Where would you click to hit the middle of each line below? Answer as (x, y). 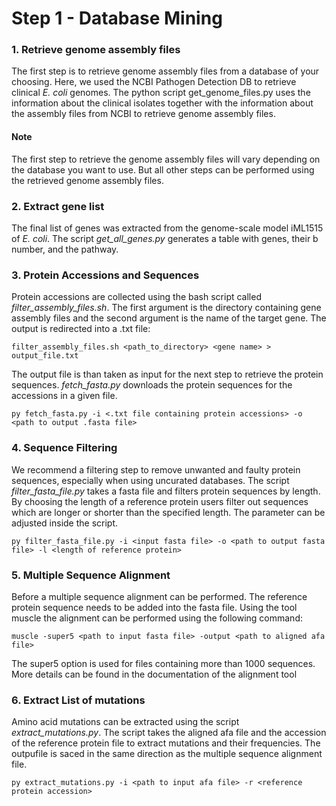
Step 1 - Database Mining (117, 18)
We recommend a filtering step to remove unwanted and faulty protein (156, 469)
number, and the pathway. (65, 249)
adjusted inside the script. (65, 523)
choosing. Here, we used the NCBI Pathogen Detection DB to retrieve (154, 82)
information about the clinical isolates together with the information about (162, 103)
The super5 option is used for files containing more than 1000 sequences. (163, 663)
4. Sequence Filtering (64, 448)
